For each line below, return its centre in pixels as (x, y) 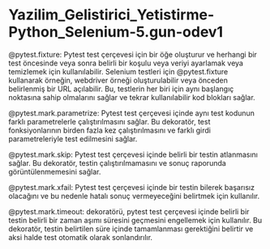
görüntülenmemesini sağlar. (55, 171)
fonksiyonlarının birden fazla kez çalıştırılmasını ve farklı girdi (109, 130)
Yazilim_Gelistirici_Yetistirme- (111, 15)
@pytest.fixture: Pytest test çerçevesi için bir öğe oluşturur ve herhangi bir (133, 54)
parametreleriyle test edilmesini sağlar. (73, 138)
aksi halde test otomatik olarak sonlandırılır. (80, 237)
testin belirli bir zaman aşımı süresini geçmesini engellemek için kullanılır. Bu (135, 220)
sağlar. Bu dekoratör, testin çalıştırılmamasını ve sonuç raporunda (118, 162)
